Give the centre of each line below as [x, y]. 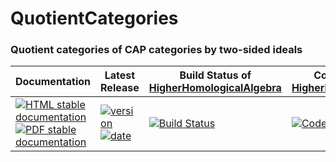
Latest [120, 75]
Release [120, 88]
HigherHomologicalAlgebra [215, 88]
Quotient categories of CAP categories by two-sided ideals [156, 50]
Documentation [53, 82]
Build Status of [215, 75]
